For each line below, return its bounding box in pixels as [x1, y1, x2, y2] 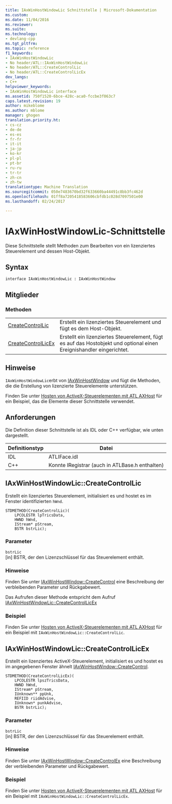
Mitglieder [5, 290, 39, 299]
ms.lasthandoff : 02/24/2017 [5, 199, 66, 204]
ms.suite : [5, 27, 27, 32]
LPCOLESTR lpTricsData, [14, 512, 66, 517]
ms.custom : [5, 12, 29, 17]
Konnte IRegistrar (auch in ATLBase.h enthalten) [48, 461, 164, 469]
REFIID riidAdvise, [14, 696, 56, 701]
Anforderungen [5, 413, 56, 422]
